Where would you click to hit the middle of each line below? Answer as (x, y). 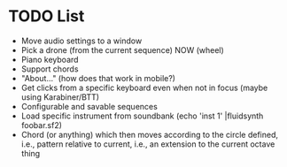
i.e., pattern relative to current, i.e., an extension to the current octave (148, 144)
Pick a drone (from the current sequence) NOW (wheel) (123, 49)
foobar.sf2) (42, 125)
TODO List (47, 16)
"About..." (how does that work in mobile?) (98, 78)
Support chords (50, 69)
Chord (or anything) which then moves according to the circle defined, (150, 134)
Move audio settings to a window (81, 41)
